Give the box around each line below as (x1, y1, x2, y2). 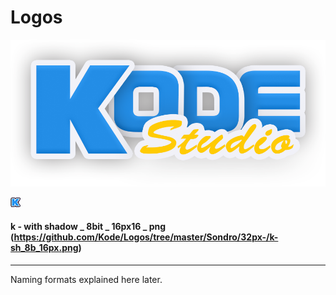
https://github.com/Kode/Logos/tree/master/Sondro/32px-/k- (13, 231, 279, 243)
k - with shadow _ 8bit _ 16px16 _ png (10, 221, 167, 233)
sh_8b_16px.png (10, 242, 79, 254)
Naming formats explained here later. (10, 273, 163, 285)
